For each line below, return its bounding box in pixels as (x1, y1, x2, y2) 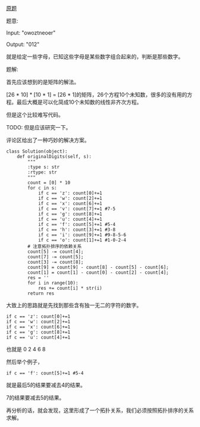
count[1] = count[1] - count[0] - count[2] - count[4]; (27, 270, 169, 276)
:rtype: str (27, 169, 58, 175)
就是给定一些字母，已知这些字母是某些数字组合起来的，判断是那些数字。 (6, 53, 183, 60)
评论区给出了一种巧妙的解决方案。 (6, 137, 90, 144)
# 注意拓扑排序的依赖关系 (27, 243, 82, 249)
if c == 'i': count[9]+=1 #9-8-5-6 (37, 232, 127, 238)
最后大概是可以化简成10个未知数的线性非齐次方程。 (16, 98, 142, 106)
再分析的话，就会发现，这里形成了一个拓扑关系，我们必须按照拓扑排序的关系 (6, 407, 194, 414)
